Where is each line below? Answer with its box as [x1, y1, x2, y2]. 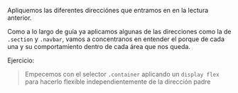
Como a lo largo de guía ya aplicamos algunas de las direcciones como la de [7, 28, 232, 35]
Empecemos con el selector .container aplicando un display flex [24, 70, 220, 78]
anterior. [7, 13, 32, 22]
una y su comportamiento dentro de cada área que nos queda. [7, 43, 190, 50]
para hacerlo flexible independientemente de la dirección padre [24, 77, 211, 86]
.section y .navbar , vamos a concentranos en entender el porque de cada [7, 35, 225, 43]
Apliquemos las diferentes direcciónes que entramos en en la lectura [7, 6, 209, 14]
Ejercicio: [7, 56, 35, 65]
